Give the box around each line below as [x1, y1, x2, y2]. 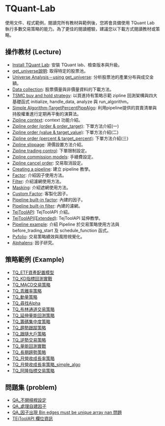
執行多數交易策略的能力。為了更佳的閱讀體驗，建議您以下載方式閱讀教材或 [5, 26, 156, 32]
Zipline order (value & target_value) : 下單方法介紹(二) [12, 129, 119, 135]
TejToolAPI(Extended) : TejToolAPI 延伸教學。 [12, 215, 103, 221]
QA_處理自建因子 [12, 403, 47, 409]
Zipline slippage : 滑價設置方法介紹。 [12, 141, 86, 147]
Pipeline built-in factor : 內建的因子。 [12, 197, 86, 203]
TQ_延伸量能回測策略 [12, 312, 55, 318]
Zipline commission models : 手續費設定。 [12, 154, 96, 160]
